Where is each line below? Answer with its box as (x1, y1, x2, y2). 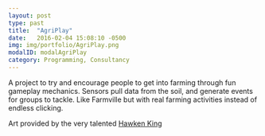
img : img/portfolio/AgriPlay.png (8, 41, 119, 49)
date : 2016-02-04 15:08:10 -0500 (8, 33, 127, 42)
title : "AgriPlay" (8, 26, 73, 34)
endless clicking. (8, 103, 64, 112)
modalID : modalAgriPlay (8, 49, 88, 56)
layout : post (8, 11, 52, 20)
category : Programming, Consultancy (8, 56, 130, 64)
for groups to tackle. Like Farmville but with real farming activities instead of (8, 95, 257, 104)
